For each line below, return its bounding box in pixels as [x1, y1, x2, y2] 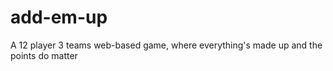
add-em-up [10, 6, 108, 29]
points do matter [10, 49, 78, 61]
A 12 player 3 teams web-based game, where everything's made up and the [10, 39, 323, 51]
